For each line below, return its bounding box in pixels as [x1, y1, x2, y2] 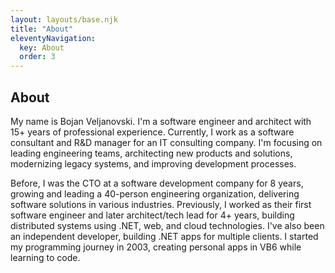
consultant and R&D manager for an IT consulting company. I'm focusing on [10, 136, 323, 148]
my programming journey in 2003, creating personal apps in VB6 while [10, 241, 302, 253]
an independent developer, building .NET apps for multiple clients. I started [10, 230, 319, 242]
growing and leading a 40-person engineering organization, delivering [10, 187, 300, 200]
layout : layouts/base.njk [10, 14, 118, 25]
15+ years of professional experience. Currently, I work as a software [10, 126, 295, 138]
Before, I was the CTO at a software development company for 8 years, [10, 177, 304, 189]
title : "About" [10, 24, 74, 34]
